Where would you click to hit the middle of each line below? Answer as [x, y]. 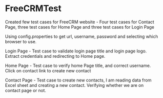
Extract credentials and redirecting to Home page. [55, 56]
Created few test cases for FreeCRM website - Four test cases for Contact [80, 22]
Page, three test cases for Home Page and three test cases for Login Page [80, 27]
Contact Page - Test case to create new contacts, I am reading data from [78, 80]
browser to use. [21, 41]
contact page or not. [26, 90]
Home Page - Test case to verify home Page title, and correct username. [78, 65]
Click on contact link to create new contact [48, 70]
